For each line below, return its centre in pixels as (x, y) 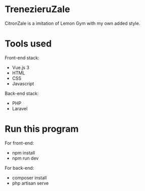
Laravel (20, 108)
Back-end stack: (22, 93)
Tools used (28, 44)
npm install (23, 153)
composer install (29, 177)
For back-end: (19, 168)
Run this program (42, 129)
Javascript (23, 83)
